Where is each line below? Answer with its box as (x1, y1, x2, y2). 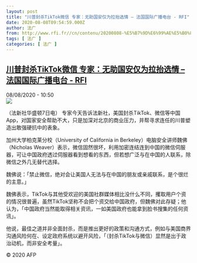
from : (6, 30, 19, 36)
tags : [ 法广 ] (6, 36, 42, 42)
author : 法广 (6, 25, 36, 31)
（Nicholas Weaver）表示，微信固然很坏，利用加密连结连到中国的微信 (6, 144, 176, 151)
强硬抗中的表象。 (21, 124, 63, 131)
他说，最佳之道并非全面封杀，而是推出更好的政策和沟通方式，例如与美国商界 (6, 225, 191, 232)
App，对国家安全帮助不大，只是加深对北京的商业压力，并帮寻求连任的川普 (6, 117, 186, 124)
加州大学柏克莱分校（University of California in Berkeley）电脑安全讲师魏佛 (6, 136, 188, 144)
